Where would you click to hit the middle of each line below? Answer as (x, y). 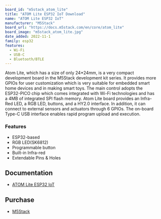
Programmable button (34, 147)
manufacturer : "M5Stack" (30, 23)
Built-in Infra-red (29, 153)
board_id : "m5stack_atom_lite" (37, 9)
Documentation (29, 173)
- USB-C (17, 55)
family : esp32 (19, 41)
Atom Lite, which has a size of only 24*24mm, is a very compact (70, 73)
